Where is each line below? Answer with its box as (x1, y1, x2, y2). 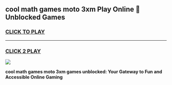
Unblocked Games (5, 13, 66, 22)
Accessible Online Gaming (5, 74, 63, 80)
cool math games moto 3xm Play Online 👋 (5, 5, 140, 14)
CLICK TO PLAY (5, 29, 45, 36)
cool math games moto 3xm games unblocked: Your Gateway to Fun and (5, 68, 162, 74)
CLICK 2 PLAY (5, 47, 41, 54)
